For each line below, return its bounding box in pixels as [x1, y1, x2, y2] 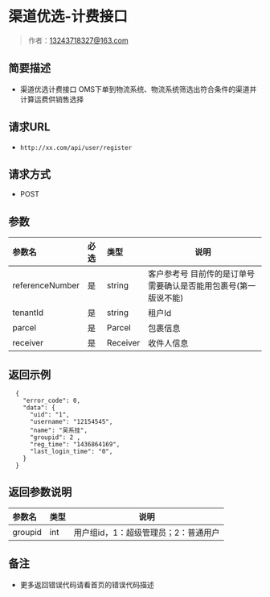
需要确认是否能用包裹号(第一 [147, 280, 256, 292]
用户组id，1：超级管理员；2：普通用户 [73, 527, 220, 538]
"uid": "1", [29, 411, 70, 419]
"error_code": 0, [22, 396, 81, 404]
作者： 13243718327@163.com [27, 35, 129, 45]
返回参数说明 [8, 485, 72, 500]
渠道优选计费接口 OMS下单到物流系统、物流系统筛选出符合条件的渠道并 [19, 84, 257, 93]
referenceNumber [12, 280, 80, 291]
